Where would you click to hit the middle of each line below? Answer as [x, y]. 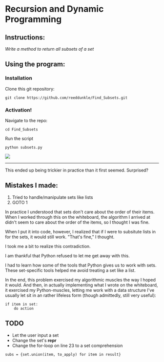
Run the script [19, 138]
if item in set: [21, 304]
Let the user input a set [35, 335]
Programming [33, 19]
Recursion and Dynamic [54, 9]
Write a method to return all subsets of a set [50, 49]
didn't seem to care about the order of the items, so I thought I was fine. [77, 222]
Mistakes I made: [31, 185]
